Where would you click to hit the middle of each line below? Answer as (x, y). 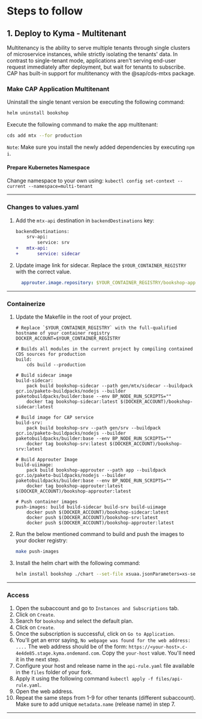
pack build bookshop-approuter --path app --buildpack (97, 470)
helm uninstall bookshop (38, 113)
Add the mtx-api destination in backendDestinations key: (85, 220)
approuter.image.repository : (58, 282)
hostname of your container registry (63, 333)
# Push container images (46, 502)
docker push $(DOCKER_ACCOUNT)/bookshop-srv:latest (92, 518)
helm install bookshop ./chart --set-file (69, 574)
